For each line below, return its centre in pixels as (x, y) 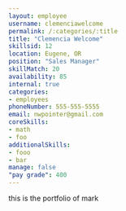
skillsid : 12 (30, 46)
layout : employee (38, 16)
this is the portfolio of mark (54, 198)
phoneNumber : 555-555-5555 (54, 107)
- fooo (20, 152)
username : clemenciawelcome (56, 24)
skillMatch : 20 (34, 69)
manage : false (33, 168)
